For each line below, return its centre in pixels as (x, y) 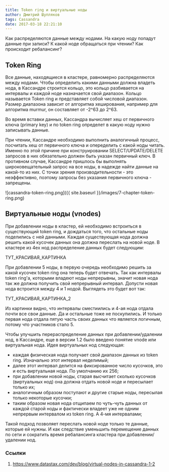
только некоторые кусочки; (42, 398)
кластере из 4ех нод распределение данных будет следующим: (75, 247)
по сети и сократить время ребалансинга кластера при (66, 434)
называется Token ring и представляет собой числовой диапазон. (77, 99)
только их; (24, 387)
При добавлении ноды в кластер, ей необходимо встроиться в (73, 226)
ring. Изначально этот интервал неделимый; (60, 360)
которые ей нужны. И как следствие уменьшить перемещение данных (82, 429)
